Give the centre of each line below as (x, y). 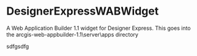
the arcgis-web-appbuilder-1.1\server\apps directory (72, 34)
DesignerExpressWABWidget (83, 11)
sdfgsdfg (18, 46)
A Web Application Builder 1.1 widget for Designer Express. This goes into (98, 28)
